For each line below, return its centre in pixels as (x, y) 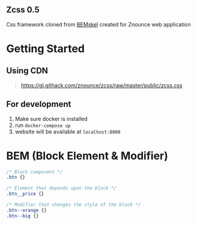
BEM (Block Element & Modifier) (87, 156)
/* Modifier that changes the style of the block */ (74, 205)
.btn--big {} (23, 216)
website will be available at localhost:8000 (68, 131)
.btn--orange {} (26, 210)
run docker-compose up (43, 125)
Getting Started (46, 49)
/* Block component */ (35, 172)
